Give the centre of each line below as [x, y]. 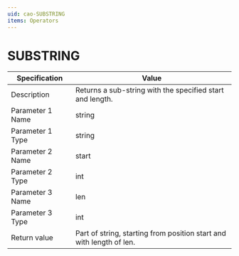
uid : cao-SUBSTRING [36, 14]
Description [30, 95]
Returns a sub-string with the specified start [149, 90]
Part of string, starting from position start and [150, 233]
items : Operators [33, 21]
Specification [40, 78]
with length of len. [105, 242]
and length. [94, 99]
